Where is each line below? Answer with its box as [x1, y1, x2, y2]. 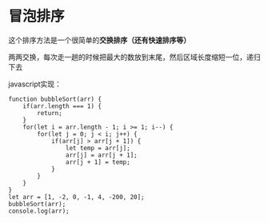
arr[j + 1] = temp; [65, 157, 130, 166]
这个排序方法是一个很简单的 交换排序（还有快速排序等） [8, 35, 190, 45]
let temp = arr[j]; [65, 144, 130, 152]
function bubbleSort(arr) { [8, 95, 102, 103]
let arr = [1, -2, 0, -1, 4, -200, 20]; [8, 193, 146, 201]
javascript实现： [8, 79, 62, 89]
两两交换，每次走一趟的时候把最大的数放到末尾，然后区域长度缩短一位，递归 [8, 52, 261, 62]
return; [37, 109, 62, 117]
